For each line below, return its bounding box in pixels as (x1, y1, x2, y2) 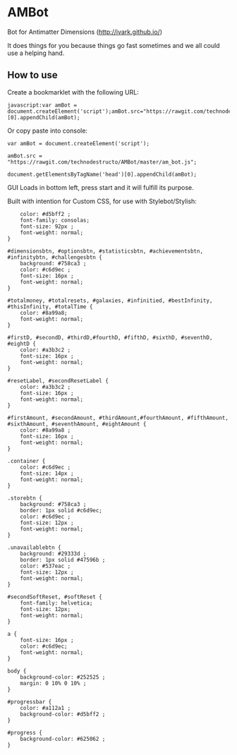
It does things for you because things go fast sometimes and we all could (7, 41, 220, 49)
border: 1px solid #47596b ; (20, 556, 106, 563)
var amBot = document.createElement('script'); (7, 140, 150, 147)
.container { (7, 457, 46, 464)
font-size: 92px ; (20, 223, 74, 230)
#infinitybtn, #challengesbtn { (7, 253, 102, 261)
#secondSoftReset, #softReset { (7, 593, 102, 600)
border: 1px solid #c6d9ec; (20, 507, 102, 514)
